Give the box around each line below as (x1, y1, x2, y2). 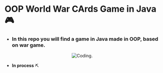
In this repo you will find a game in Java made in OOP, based (11, 36, 159, 43)
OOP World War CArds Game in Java (4, 3, 157, 15)
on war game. (11, 42, 45, 49)
